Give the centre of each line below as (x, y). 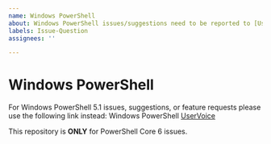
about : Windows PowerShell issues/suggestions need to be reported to (129, 23)
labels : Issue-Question (48, 31)
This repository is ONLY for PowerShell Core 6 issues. (98, 132)
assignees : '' (32, 38)
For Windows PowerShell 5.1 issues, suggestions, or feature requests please (135, 107)
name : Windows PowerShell (52, 16)
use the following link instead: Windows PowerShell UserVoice (112, 116)
